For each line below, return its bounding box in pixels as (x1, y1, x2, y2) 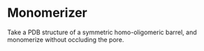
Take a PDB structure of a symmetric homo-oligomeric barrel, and (7, 28, 197, 36)
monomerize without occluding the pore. (7, 35, 124, 43)
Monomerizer (7, 5, 87, 21)
